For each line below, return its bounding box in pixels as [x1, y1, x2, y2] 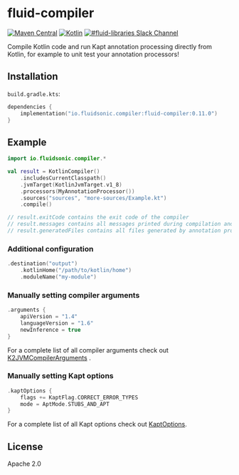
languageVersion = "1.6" [20, 319, 94, 327]
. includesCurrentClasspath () [20, 174, 107, 182]
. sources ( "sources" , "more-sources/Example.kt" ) [20, 194, 167, 202]
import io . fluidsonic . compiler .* [7, 155, 107, 162]
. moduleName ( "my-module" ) [20, 273, 97, 281]
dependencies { [7, 103, 53, 110]
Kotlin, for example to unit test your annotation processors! [7, 50, 180, 58]
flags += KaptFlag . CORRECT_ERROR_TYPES [20, 394, 139, 401]
